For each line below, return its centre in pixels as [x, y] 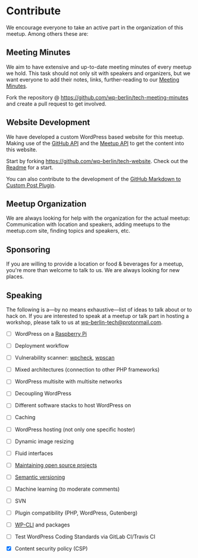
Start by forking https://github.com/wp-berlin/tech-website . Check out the [97, 161]
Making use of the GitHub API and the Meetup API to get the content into [95, 143]
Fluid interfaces [34, 453]
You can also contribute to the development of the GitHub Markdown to [94, 179]
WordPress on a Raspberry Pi [51, 334]
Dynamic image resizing [44, 441]
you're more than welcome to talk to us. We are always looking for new [93, 270]
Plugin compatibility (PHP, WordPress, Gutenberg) [76, 513]
